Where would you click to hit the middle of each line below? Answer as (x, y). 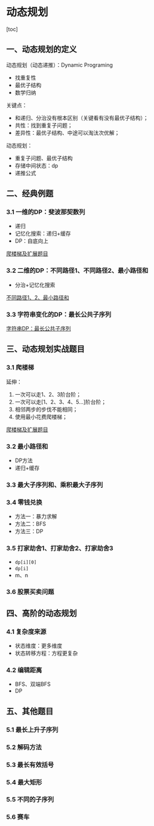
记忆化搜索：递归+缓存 (43, 234)
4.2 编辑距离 (24, 670)
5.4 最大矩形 (24, 782)
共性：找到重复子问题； (44, 125)
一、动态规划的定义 (41, 49)
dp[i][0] (26, 562)
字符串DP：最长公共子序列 (39, 329)
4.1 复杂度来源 (26, 632)
